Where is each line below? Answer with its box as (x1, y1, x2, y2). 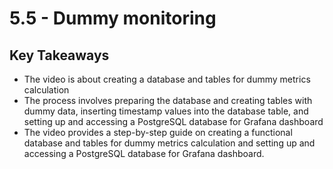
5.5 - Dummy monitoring (9, 7, 217, 30)
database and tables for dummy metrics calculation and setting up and (23, 137, 316, 149)
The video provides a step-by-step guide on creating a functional (23, 127, 293, 138)
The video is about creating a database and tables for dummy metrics (23, 73, 311, 85)
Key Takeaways (9, 47, 110, 64)
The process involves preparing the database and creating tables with (23, 95, 313, 106)
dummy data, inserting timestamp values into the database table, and (23, 105, 309, 117)
